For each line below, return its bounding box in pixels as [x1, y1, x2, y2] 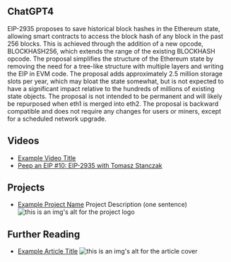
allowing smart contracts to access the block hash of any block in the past [7, 32, 224, 40]
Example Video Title [17, 153, 76, 162]
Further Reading [7, 228, 81, 240]
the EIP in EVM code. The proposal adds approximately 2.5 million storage [7, 69, 223, 78]
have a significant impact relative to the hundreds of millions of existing [7, 84, 215, 93]
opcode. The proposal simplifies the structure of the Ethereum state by [7, 54, 214, 63]
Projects [7, 181, 45, 193]
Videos [7, 135, 40, 147]
